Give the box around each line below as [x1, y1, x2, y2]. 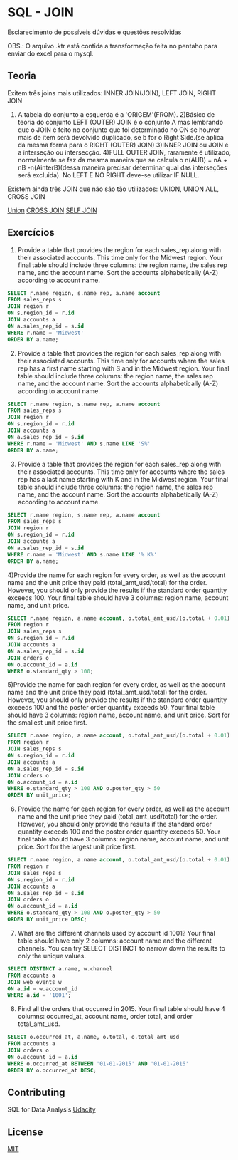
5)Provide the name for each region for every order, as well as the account [7, 680, 226, 689]
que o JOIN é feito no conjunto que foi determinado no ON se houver [17, 125, 220, 134]
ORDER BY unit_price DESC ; [7, 916, 87, 923]
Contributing [7, 1086, 65, 1098]
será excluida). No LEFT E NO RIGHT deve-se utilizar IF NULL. [17, 170, 200, 179]
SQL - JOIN [7, 4, 75, 21]
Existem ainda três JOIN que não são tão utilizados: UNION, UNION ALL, [7, 185, 219, 193]
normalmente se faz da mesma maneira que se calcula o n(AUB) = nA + [17, 155, 228, 164]
